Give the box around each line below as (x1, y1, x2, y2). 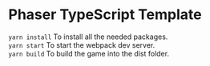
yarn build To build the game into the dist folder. (8, 49, 170, 58)
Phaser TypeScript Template (8, 6, 202, 24)
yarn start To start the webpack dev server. (8, 40, 155, 49)
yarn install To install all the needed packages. (8, 32, 168, 41)
